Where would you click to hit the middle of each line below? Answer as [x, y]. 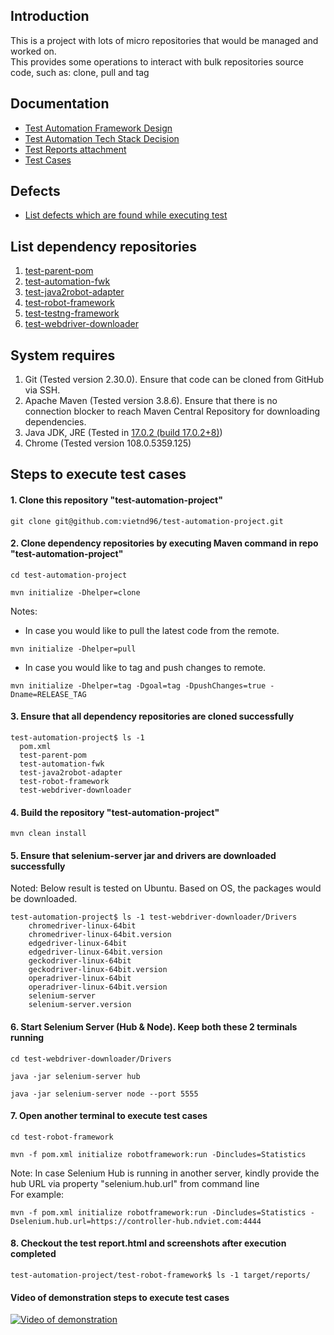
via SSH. [42, 390]
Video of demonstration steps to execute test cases [120, 1297]
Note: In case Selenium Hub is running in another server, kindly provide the [165, 1173]
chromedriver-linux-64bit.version [100, 935]
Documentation [60, 104]
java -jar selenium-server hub [75, 1076]
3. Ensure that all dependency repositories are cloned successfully [152, 716]
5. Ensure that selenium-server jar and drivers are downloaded [143, 855]
